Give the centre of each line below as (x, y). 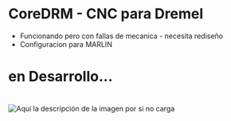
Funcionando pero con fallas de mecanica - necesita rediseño (121, 36)
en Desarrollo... (61, 77)
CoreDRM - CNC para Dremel (106, 14)
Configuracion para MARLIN (66, 44)
